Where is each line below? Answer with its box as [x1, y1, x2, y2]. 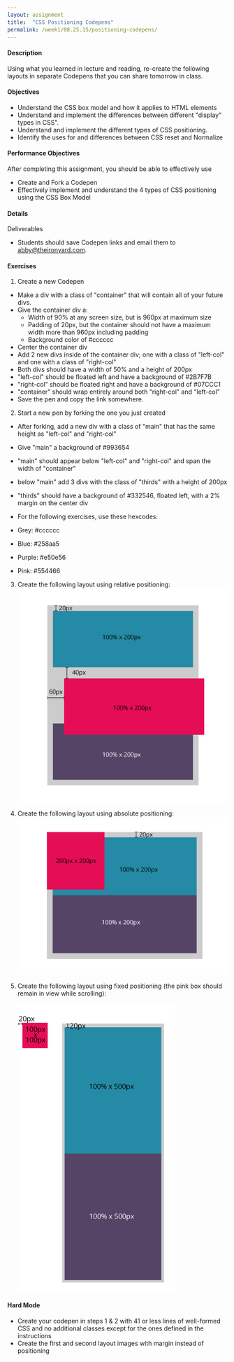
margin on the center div [17, 499, 89, 507]
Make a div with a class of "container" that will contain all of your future [17, 291, 224, 299]
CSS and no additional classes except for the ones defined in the [17, 1324, 204, 1333]
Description [7, 48, 43, 57]
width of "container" [17, 465, 76, 473]
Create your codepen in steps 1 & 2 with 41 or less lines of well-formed [17, 1316, 221, 1325]
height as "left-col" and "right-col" [17, 429, 117, 438]
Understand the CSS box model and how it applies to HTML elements [17, 103, 217, 111]
